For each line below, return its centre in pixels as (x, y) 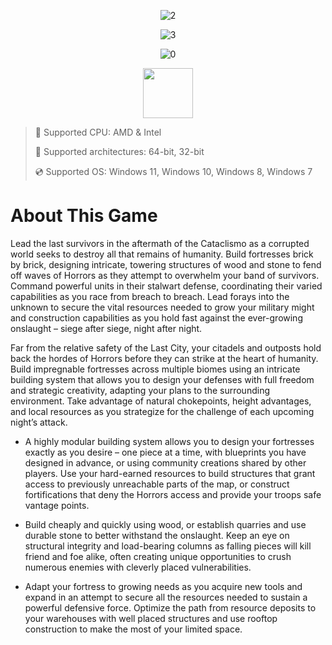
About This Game (84, 216)
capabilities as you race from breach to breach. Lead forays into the (150, 296)
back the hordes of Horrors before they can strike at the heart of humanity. (164, 358)
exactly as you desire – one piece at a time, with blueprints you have (165, 452)
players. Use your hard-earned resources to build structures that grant (170, 473)
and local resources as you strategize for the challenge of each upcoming (162, 411)
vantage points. (57, 505)
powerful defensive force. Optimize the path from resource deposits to (170, 607)
